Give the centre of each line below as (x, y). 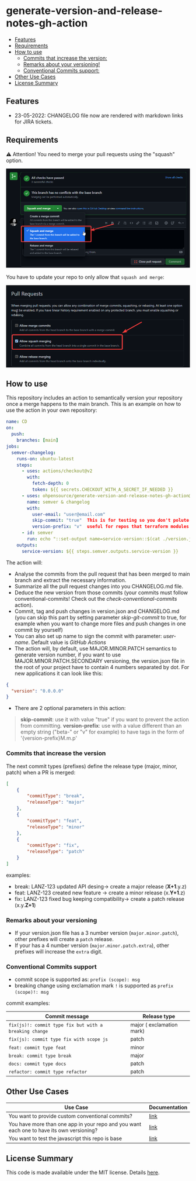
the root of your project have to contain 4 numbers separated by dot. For (102, 667)
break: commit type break (40, 1056)
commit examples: (28, 1003)
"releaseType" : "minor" (56, 827)
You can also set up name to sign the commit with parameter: (88, 636)
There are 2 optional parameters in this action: (70, 708)
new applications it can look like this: (59, 673)
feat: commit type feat (37, 1048)
